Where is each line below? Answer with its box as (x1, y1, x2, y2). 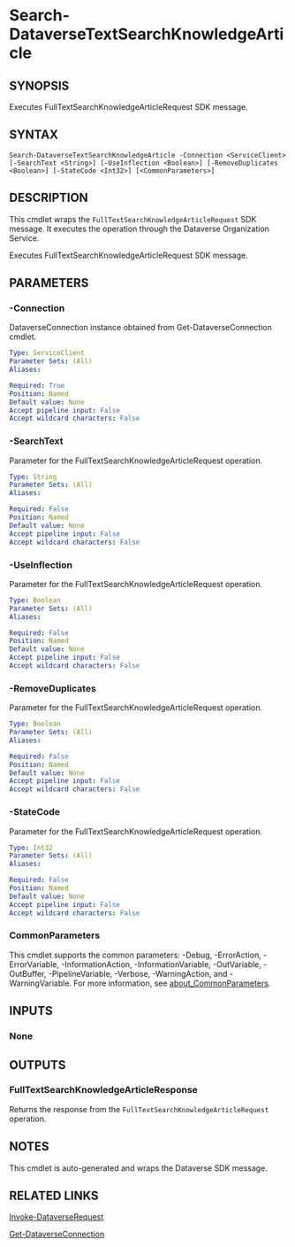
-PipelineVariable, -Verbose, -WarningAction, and (48, 968, 228, 979)
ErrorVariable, (9, 958, 60, 970)
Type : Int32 (9, 843, 53, 852)
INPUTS (9, 1003, 53, 1019)
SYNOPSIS (9, 78, 70, 93)
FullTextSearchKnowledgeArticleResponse (9, 1084, 199, 1096)
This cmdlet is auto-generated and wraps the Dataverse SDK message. (9, 1162, 268, 1173)
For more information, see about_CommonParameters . (73, 978, 271, 988)
